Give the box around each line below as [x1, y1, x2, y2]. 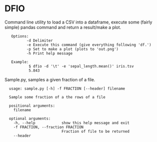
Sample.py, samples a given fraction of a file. [4, 76, 95, 82]
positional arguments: [9, 103, 55, 108]
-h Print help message [26, 51, 73, 56]
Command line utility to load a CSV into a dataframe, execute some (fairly [4, 19, 153, 25]
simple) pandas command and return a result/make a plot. [4, 24, 121, 30]
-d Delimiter [26, 38, 53, 43]
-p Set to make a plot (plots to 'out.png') [26, 47, 119, 51]
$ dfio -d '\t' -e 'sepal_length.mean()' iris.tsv [28, 64, 134, 69]
